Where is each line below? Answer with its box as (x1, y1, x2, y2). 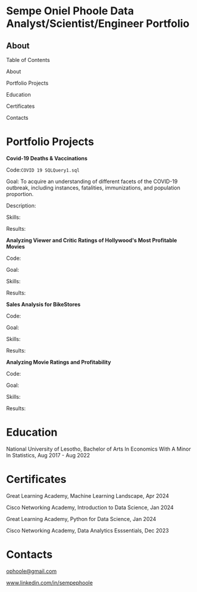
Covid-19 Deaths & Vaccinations (6, 154, 88, 162)
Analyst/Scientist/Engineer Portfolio (6, 17, 190, 30)
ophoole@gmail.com (6, 568, 57, 575)
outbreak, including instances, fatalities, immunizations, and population (6, 184, 180, 191)
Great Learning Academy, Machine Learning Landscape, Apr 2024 (6, 492, 170, 499)
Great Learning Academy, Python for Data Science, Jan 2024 (6, 515, 157, 522)
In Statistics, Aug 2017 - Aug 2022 (6, 451, 90, 458)
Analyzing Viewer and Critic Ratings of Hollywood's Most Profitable (6, 237, 177, 244)
